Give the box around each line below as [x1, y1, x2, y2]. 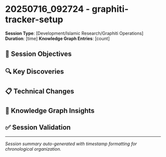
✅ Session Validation [5, 123, 71, 131]
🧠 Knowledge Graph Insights [5, 106, 95, 115]
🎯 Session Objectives [5, 50, 72, 58]
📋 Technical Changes [5, 87, 74, 96]
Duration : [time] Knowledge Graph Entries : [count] [5, 36, 110, 41]
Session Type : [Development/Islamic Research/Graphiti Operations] [5, 30, 144, 36]
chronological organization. [5, 146, 62, 152]
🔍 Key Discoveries [5, 67, 64, 76]
